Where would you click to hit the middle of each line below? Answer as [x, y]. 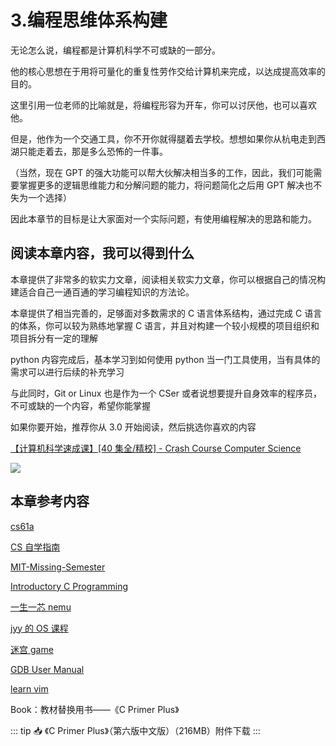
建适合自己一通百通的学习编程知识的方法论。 [102, 292]
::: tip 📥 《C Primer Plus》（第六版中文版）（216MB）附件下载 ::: [135, 730]
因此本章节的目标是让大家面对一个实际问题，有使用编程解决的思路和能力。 [163, 218]
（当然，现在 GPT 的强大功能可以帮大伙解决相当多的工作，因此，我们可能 [162, 172]
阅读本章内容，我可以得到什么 [102, 253]
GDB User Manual [47, 669]
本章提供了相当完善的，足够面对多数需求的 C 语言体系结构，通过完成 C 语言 [166, 313]
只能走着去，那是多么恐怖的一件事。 [93, 151]
